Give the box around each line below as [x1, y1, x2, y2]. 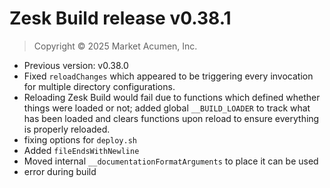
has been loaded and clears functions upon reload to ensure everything [23, 112, 320, 124]
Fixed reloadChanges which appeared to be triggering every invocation [23, 70, 314, 82]
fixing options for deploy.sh [23, 133, 137, 146]
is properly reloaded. [23, 123, 111, 135]
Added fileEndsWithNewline [23, 144, 140, 156]
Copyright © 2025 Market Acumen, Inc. [33, 40, 198, 52]
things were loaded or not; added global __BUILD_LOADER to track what [23, 102, 311, 114]
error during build [23, 165, 97, 177]
